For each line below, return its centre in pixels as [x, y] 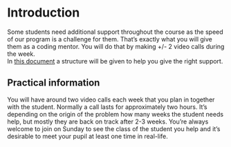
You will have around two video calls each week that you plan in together [111, 99]
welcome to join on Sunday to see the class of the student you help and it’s [114, 128]
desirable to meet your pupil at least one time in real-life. [87, 136]
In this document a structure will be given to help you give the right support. [115, 61]
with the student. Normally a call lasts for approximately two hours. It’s [107, 107]
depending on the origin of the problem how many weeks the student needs [115, 114]
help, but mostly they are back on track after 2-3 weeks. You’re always [108, 121]
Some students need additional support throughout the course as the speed [115, 32]
